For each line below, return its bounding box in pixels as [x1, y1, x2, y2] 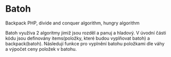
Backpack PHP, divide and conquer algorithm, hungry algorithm [5, 20, 140, 26]
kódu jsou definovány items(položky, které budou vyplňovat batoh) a [5, 35, 150, 41]
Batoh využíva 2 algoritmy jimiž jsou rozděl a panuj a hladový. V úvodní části [5, 30, 166, 36]
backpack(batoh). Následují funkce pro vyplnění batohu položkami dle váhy [5, 40, 165, 46]
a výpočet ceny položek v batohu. [5, 46, 77, 52]
